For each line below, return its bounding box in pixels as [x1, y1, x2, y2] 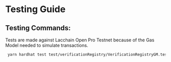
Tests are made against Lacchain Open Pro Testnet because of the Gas [5, 37, 155, 43]
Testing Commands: [5, 24, 71, 32]
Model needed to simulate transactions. [5, 42, 89, 48]
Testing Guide [5, 4, 66, 15]
